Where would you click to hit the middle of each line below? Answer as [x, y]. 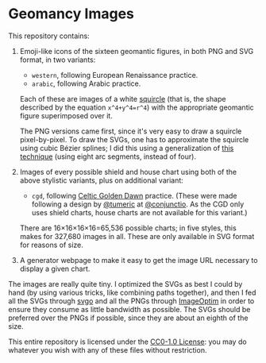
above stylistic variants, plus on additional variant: [102, 180]
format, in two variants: [58, 60]
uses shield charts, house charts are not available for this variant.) [139, 212]
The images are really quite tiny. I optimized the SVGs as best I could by [125, 284]
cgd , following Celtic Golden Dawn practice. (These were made [134, 195]
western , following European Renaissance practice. [115, 75]
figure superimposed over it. [66, 115]
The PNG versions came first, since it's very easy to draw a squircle [131, 131]
